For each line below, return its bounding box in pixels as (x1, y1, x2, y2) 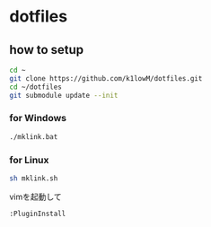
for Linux (9, 153, 49, 166)
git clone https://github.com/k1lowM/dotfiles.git (9, 74, 203, 83)
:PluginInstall (9, 209, 66, 218)
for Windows (9, 112, 67, 125)
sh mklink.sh (9, 173, 58, 183)
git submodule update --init (9, 91, 119, 100)
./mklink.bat (9, 132, 58, 141)
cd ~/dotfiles (9, 83, 63, 92)
